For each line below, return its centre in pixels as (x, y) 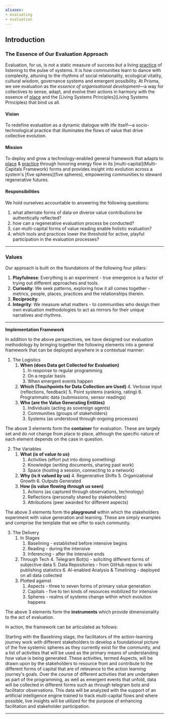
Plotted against (35, 581)
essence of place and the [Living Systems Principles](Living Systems (77, 97)
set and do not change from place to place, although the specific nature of (82, 434)
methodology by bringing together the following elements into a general (79, 344)
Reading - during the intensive (59, 548)
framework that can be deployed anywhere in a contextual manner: (75, 350)
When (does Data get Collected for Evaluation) (70, 365)
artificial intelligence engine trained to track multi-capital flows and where (81, 695)
